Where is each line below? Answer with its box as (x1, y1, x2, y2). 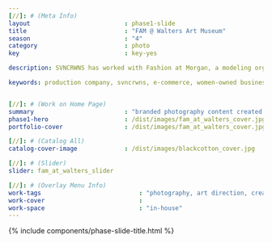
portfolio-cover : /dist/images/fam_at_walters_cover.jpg (8, 123, 266, 131)
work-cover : (8, 196, 143, 204)
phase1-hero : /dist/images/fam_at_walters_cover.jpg (8, 115, 266, 124)
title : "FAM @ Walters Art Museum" (8, 27, 227, 35)
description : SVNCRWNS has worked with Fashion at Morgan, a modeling (8, 64, 252, 73)
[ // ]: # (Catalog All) (8, 137, 85, 145)
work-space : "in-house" (8, 203, 183, 212)
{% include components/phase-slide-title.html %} (8, 226, 175, 236)
